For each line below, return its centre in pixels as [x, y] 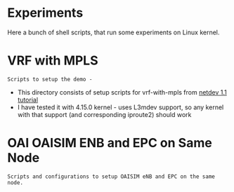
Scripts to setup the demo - [50, 79]
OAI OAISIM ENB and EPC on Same [110, 143]
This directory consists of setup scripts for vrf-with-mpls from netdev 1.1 [122, 92]
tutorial [28, 100]
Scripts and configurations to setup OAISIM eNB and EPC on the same [111, 177]
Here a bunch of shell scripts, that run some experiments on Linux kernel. [113, 32]
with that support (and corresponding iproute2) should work [104, 114]
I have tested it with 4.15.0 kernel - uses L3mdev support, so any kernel [121, 107]
